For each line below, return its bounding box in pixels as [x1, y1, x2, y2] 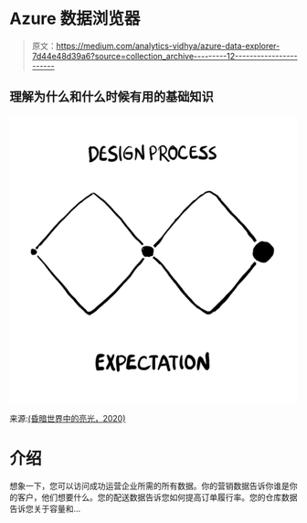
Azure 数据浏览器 [9, 8, 141, 29]
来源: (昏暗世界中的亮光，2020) [9, 412, 126, 423]
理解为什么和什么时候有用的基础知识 [9, 89, 214, 105]
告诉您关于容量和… [9, 503, 81, 514]
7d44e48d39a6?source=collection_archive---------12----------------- [31, 50, 298, 61]
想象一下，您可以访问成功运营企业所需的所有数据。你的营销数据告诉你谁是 [9, 480, 290, 491]
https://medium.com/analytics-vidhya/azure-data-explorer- [56, 40, 281, 51]
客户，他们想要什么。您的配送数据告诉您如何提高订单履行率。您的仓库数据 [16, 491, 298, 503]
